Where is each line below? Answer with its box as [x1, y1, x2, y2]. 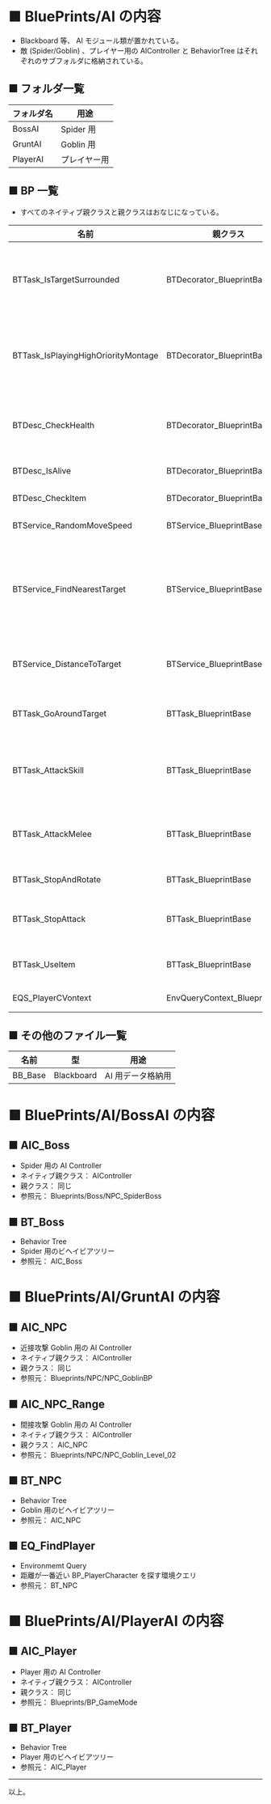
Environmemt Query [19, 1560, 87, 1570]
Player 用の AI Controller [19, 1666, 102, 1676]
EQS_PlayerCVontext [12, 992, 92, 1004]
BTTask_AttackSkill [12, 764, 85, 775]
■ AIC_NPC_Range [8, 1397, 105, 1411]
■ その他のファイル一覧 [8, 1029, 127, 1042]
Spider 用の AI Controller [19, 1161, 102, 1170]
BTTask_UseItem [12, 958, 76, 970]
